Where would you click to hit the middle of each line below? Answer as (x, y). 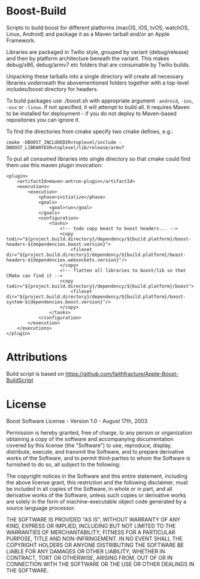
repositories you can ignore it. (43, 120)
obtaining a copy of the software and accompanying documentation (90, 439)
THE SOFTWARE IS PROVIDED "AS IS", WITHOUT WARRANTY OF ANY (93, 519)
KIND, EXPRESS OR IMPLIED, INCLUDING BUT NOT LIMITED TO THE (91, 526)
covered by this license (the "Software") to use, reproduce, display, (89, 445)
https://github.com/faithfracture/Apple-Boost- (122, 373)
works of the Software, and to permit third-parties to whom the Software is (98, 458)
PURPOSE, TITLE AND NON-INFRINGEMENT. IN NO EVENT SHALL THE (94, 538)
